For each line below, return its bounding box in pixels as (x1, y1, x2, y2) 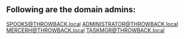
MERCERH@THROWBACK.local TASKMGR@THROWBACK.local (6, 27, 165, 34)
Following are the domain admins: (6, 5, 136, 15)
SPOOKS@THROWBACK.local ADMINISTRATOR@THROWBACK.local (6, 20, 179, 27)
